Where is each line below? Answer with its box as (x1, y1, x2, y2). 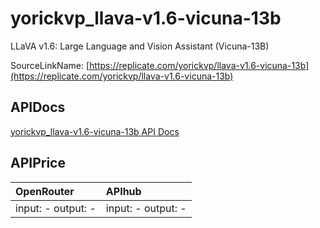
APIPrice (10, 155, 66, 172)
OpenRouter (15, 184, 75, 198)
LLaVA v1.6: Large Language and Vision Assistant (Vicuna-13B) (10, 40, 270, 52)
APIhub (105, 184, 142, 198)
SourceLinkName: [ (10, 59, 90, 71)
